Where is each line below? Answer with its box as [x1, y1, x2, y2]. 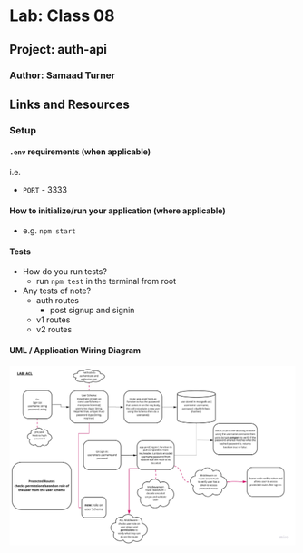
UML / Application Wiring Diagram [9, 345, 142, 356]
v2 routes [35, 324, 73, 335]
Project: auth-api [9, 42, 107, 57]
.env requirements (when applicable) [9, 146, 151, 157]
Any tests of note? [22, 285, 92, 296]
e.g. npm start [22, 225, 76, 236]
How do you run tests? [22, 266, 107, 277]
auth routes [35, 295, 80, 306]
